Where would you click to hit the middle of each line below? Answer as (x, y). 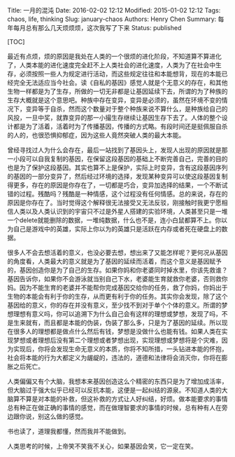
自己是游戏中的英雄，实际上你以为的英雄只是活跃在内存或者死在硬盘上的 (117, 229)
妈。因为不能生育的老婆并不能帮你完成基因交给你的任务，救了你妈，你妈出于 (117, 287)
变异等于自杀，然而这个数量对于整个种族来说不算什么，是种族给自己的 (127, 109)
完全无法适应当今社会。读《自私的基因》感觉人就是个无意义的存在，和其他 (120, 82)
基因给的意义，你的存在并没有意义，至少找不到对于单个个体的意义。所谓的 (114, 305)
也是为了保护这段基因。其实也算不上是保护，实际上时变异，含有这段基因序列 (117, 168)
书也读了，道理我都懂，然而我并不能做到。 (69, 431)
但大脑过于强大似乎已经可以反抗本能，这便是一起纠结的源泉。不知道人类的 (114, 390)
